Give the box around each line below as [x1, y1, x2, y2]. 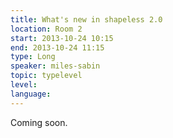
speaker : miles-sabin [10, 61, 101, 71]
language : [10, 89, 52, 99]
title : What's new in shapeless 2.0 [10, 14, 163, 25]
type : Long [10, 52, 56, 62]
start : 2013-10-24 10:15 [10, 33, 114, 43]
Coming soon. [10, 116, 68, 128]
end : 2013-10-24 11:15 [10, 42, 105, 53]
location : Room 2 [10, 24, 83, 34]
